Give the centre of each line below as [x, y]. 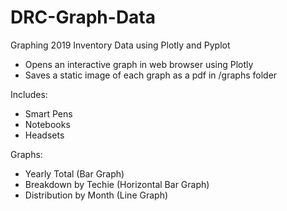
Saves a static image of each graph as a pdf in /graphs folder [151, 75]
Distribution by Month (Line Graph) [96, 195]
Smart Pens [48, 113]
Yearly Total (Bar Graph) [74, 173]
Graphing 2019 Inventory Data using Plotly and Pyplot [120, 45]
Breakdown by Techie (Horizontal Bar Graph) [117, 184]
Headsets [44, 135]
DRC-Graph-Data [83, 17]
